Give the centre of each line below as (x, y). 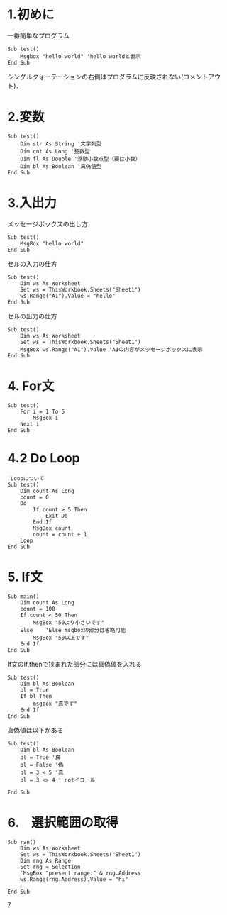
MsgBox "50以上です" (61, 638)
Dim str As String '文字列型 (61, 144)
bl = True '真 (40, 757)
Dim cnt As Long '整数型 (55, 151)
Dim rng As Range (46, 860)
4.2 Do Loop (44, 458)
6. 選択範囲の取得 (63, 822)
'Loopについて (26, 478)
